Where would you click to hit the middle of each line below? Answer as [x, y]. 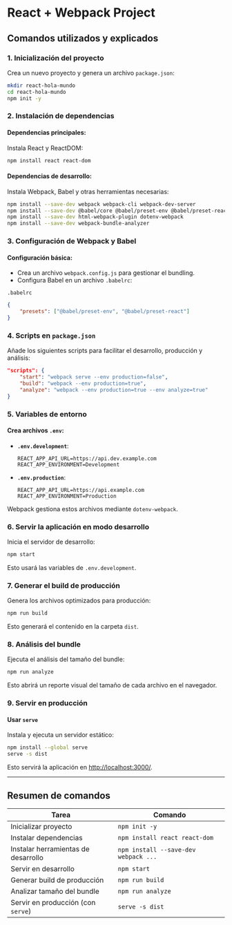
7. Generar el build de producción [64, 585]
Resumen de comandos [59, 795]
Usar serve [23, 719]
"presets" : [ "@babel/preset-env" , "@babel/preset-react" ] [105, 312]
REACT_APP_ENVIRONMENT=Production [67, 496]
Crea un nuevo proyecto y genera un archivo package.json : [91, 73]
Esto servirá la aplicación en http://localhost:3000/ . [80, 767]
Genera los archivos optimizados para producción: [79, 601]
